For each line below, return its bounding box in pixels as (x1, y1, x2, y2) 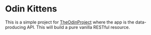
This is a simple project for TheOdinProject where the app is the (5, 19, 134, 25)
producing (5, 24, 26, 30)
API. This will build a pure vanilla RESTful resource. (27, 24, 130, 30)
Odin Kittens (5, 3, 58, 14)
